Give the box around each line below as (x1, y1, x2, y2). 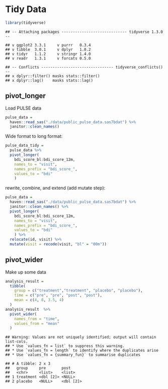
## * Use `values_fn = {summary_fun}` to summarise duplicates (5, 352, 141, 358)
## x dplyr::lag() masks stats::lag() (5, 78, 94, 83)
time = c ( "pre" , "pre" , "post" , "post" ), (14, 293, 102, 298)
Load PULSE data (5, 105, 42, 111)
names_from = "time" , (14, 316, 59, 321)
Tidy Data (5, 4, 47, 15)
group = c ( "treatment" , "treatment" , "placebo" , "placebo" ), (14, 288, 143, 293)
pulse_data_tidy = (5, 143, 44, 148)
